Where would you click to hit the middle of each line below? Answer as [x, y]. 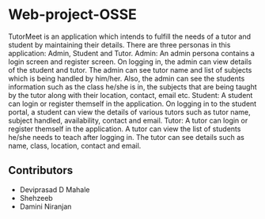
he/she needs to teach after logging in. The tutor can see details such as [127, 137]
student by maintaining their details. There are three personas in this [119, 44]
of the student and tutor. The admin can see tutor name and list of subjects [130, 70]
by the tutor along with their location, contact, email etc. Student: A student [131, 95]
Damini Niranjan [45, 206]
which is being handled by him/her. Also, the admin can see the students [127, 78]
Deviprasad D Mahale [55, 189]
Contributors [41, 170]
